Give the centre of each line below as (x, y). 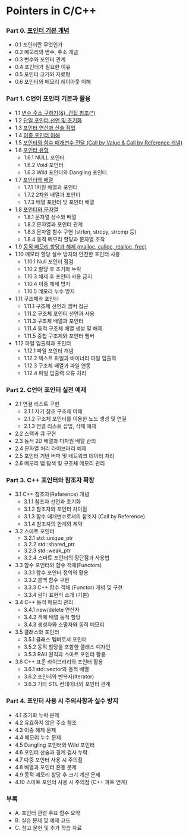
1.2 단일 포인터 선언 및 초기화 (48, 120)
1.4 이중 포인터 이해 (37, 135)
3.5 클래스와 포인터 (37, 632)
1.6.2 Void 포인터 (43, 165)
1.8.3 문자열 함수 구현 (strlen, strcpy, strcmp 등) (80, 232)
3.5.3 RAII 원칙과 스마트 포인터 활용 (64, 655)
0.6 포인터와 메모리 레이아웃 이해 (53, 82)
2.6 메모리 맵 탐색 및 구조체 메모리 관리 (60, 463)
